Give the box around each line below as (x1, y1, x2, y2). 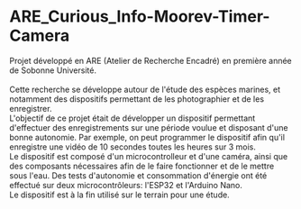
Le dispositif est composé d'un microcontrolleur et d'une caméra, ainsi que (9, 150, 288, 161)
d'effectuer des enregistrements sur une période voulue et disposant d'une (9, 122, 288, 132)
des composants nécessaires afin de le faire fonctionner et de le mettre (9, 160, 275, 171)
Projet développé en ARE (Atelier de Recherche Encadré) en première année (9, 55, 292, 66)
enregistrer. (9, 103, 52, 114)
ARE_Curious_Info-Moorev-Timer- (9, 6, 270, 27)
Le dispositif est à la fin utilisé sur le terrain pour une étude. (9, 189, 230, 200)
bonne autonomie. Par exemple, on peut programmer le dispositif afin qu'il (9, 132, 286, 142)
